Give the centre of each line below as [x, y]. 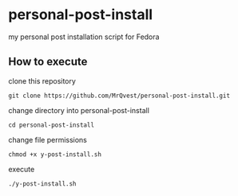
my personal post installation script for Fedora [84, 37]
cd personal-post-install [51, 125]
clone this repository [42, 80]
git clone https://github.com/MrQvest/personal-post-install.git [119, 96]
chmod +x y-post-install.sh [55, 154]
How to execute [48, 62]
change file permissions [48, 139]
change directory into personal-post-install [79, 110]
